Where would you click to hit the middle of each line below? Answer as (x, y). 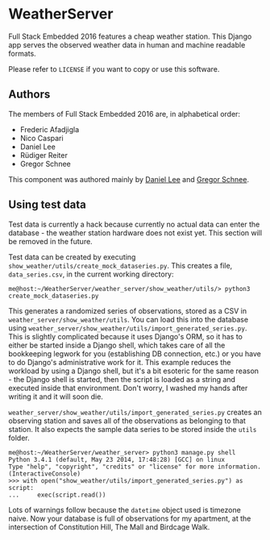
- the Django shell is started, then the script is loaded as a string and (122, 379)
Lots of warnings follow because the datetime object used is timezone (125, 509)
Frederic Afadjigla (49, 129)
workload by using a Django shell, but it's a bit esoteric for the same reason (134, 371)
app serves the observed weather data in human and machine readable (127, 44)
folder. (19, 438)
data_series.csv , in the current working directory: (91, 274)
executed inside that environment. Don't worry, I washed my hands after (128, 388)
